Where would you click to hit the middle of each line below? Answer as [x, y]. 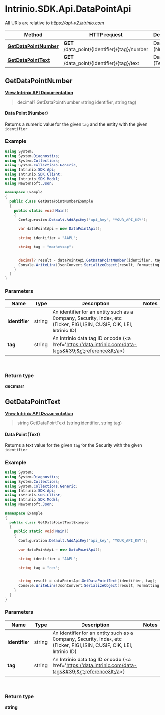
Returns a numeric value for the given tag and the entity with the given [76, 124]
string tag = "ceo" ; [39, 568]
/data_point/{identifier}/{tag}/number [106, 49]
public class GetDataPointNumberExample [51, 201]
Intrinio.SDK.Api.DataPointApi [68, 9]
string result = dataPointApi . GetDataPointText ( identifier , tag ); [87, 581]
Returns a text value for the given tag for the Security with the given [74, 445]
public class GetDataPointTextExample [49, 522]
